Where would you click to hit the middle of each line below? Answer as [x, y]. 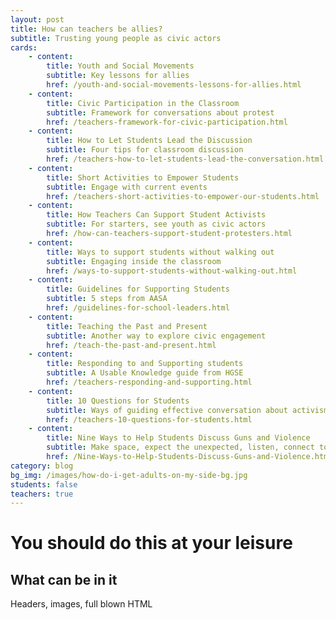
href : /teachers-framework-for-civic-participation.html [167, 122]
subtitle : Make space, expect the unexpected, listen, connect [180, 447]
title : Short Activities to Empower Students [143, 177]
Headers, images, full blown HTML [81, 604]
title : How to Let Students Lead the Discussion [149, 141]
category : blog [42, 466]
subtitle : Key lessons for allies [118, 76]
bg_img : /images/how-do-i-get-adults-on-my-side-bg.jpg [129, 475]
